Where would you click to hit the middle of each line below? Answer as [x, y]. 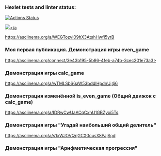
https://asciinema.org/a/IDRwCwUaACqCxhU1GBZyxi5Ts [62, 112]
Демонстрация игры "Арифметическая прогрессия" [71, 148]
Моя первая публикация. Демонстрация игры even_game [77, 50]
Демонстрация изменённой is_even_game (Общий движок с [80, 96]
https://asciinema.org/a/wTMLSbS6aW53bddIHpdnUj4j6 [61, 83]
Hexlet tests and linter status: [40, 7]
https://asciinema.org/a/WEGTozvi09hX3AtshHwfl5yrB [60, 37]
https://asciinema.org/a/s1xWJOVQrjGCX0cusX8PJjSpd [60, 136]
